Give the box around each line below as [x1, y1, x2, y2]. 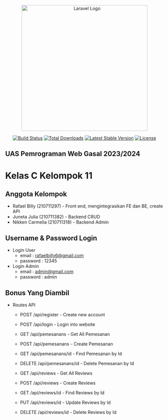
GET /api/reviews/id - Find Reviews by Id [20, 390, 105, 396]
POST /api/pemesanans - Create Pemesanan [20, 341, 113, 347]
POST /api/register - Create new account [20, 312, 105, 318]
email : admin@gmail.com [20, 268, 74, 274]
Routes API [12, 302, 36, 308]
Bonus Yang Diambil [5, 289, 69, 297]
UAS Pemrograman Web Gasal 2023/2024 [5, 150, 141, 158]
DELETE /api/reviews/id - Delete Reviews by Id [20, 409, 117, 415]
